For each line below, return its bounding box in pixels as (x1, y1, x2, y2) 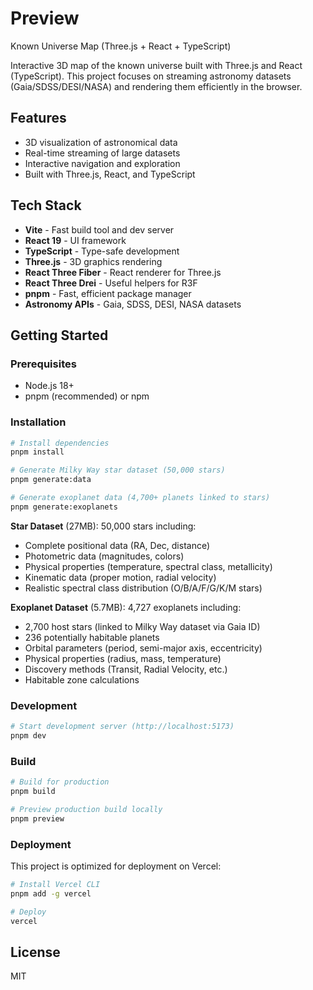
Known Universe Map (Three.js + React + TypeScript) (10, 40, 232, 52)
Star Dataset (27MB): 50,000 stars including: (10, 520, 197, 532)
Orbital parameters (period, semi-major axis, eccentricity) (24, 642, 263, 654)
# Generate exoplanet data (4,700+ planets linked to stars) (10, 493, 271, 503)
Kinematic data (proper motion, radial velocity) (24, 571, 217, 583)
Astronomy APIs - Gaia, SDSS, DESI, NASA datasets (24, 298, 242, 310)
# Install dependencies (10, 438, 110, 448)
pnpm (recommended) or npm (24, 390, 150, 402)
